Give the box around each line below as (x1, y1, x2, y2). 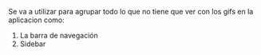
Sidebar (19, 39, 46, 49)
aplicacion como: (8, 15, 65, 25)
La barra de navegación (19, 31, 98, 40)
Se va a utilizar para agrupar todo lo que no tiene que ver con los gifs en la (8, 7, 254, 16)
